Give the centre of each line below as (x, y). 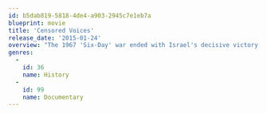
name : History (46, 75)
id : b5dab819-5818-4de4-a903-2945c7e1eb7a (80, 16)
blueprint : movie (37, 23)
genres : (21, 53)
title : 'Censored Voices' (51, 30)
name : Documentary (53, 97)
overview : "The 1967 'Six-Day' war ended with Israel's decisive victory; (135, 45)
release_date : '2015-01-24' (55, 38)
